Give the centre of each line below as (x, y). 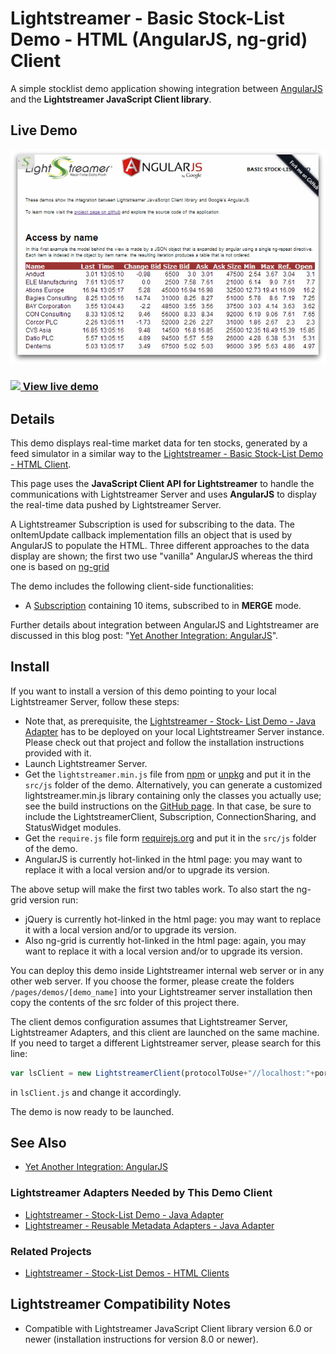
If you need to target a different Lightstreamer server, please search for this (166, 1043)
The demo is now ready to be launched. (92, 1111)
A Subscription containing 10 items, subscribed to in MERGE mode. (163, 605)
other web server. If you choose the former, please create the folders (152, 981)
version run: (53, 899)
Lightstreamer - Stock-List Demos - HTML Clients (127, 1273)
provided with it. (58, 753)
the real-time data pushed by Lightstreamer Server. (116, 504)
